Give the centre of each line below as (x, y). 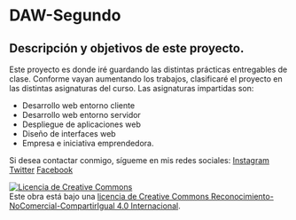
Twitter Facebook (41, 170)
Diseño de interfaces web (69, 134)
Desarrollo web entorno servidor (82, 115)
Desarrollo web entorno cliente (78, 106)
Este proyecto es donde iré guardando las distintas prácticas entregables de (148, 69)
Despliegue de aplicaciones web (82, 124)
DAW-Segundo (65, 16)
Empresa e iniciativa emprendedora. (88, 143)
